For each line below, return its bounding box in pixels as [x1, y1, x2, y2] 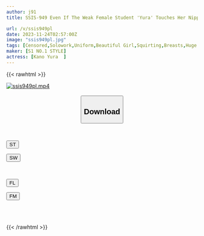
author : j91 [6, 9, 36, 15]
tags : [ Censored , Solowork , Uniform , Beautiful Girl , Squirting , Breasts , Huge [6, 43, 197, 49]
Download [84, 107, 120, 116]
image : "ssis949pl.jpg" [6, 37, 67, 43]
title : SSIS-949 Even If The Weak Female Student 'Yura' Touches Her [6, 15, 186, 21]
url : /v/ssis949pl [6, 26, 53, 32]
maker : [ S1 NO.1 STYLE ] [6, 48, 67, 55]
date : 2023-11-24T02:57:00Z [6, 31, 78, 37]
